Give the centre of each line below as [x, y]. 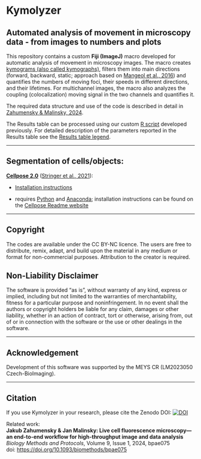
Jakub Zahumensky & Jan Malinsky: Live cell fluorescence [81, 431]
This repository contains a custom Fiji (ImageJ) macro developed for [91, 56]
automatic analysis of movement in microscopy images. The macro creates [99, 63]
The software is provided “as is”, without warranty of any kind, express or [97, 290]
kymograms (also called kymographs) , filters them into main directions [93, 69]
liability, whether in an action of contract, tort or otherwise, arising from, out [100, 316]
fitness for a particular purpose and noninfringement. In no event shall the [97, 303]
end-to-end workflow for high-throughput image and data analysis [99, 437]
